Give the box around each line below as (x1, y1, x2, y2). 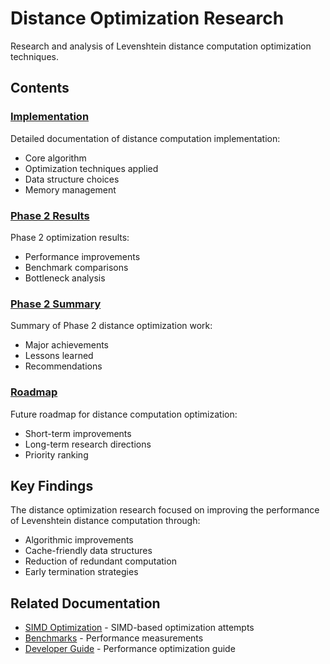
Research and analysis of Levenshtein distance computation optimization (10, 40, 312, 52)
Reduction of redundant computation (24, 555, 177, 567)
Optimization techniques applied (24, 162, 159, 174)
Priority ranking (24, 448, 89, 461)
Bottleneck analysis (24, 272, 106, 284)
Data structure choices (24, 173, 120, 185)
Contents (10, 80, 70, 97)
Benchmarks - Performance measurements (24, 632, 204, 644)
